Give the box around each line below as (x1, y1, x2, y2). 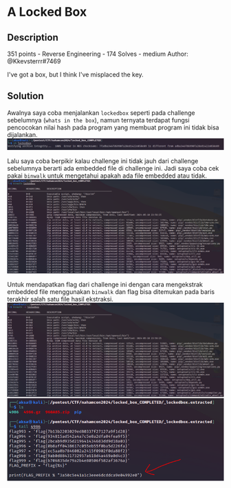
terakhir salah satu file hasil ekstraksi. (7, 295, 113, 303)
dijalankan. (7, 130, 38, 138)
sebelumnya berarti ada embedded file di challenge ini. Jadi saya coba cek (7, 164, 219, 172)
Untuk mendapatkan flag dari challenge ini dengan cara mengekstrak (7, 280, 203, 288)
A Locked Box (7, 4, 87, 20)
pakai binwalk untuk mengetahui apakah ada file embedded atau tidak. (7, 171, 208, 180)
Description (7, 32, 58, 43)
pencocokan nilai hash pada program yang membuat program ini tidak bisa (7, 123, 219, 131)
